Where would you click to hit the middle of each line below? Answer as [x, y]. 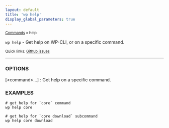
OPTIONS [17, 69]
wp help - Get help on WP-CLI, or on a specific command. [65, 42]
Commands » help [21, 33]
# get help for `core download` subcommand [52, 116]
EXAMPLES [19, 92]
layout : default [22, 10]
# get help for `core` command [38, 103]
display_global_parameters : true [40, 19]
